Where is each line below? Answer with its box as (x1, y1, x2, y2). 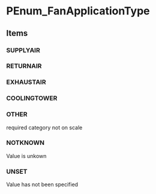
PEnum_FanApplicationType (6, 4, 150, 18)
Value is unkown (6, 152, 47, 159)
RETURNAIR (6, 62, 42, 70)
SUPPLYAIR (6, 46, 40, 54)
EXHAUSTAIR (6, 78, 46, 86)
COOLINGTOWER (6, 94, 58, 102)
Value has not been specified (6, 181, 79, 188)
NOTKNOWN (6, 139, 45, 147)
